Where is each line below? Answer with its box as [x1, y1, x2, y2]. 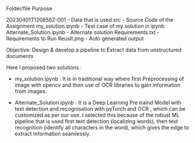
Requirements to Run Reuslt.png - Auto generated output [6, 35, 144, 42]
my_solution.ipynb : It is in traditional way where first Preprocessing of [14, 76, 184, 82]
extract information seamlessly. [14, 130, 91, 137]
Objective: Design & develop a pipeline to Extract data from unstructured [6, 46, 182, 53]
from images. [14, 88, 47, 94]
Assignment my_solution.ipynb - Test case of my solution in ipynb [6, 23, 164, 29]
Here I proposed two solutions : [6, 64, 82, 71]
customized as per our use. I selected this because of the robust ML [14, 111, 180, 118]
